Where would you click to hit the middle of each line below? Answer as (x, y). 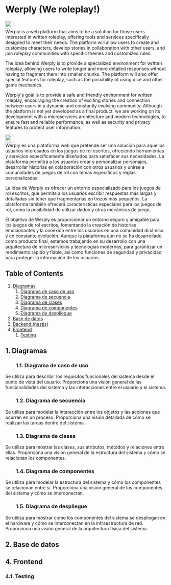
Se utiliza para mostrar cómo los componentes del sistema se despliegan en (86, 517)
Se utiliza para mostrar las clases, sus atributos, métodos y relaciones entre (85, 447)
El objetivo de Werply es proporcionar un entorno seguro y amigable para (82, 219)
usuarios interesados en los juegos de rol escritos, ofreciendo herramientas (85, 151)
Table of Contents (34, 274)
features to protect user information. (43, 127)
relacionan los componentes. (36, 458)
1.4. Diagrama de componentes (55, 471)
